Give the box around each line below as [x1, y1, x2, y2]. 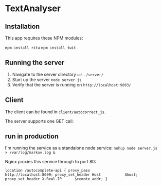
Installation [5, 22, 40, 31]
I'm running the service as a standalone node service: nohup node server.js [5, 145, 158, 151]
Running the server [5, 59, 65, 67]
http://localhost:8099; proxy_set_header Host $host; [5, 172, 138, 177]
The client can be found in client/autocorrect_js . [5, 109, 106, 115]
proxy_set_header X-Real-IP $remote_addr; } [5, 177, 108, 182]
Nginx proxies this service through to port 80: [5, 159, 96, 165]
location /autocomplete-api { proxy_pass [5, 168, 90, 173]
